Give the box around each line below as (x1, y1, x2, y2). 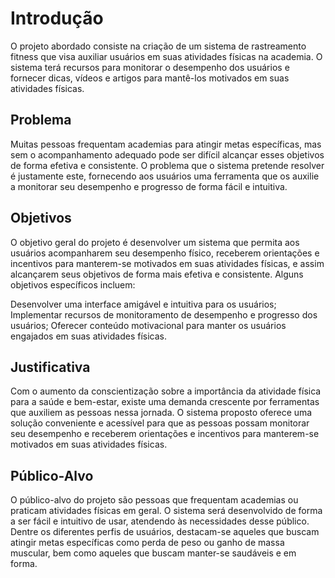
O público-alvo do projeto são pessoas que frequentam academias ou (10, 494, 299, 506)
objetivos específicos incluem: (10, 278, 136, 291)
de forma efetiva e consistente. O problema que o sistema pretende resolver (10, 159, 325, 171)
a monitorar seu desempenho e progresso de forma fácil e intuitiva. (10, 180, 288, 192)
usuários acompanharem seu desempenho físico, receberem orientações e (10, 247, 320, 259)
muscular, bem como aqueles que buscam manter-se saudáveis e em (10, 547, 297, 559)
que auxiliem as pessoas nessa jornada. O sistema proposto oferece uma (10, 407, 313, 419)
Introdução (10, 7, 104, 30)
